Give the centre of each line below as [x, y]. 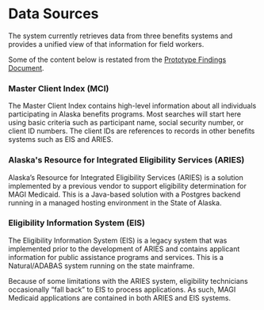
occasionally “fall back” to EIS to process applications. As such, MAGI [122, 289]
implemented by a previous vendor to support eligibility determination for [128, 186]
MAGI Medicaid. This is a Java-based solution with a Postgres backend [124, 194]
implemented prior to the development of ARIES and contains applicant [124, 249]
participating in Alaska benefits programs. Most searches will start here [125, 114]
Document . [27, 67]
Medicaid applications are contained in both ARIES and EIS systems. [120, 297]
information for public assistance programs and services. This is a [116, 257]
